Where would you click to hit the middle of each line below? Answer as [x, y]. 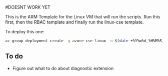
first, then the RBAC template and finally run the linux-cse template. [74, 22]
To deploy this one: [25, 32]
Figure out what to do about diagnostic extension [63, 68]
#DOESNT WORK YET [28, 7]
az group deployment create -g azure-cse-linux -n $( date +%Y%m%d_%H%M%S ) [85, 41]
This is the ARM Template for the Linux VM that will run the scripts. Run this [83, 17]
